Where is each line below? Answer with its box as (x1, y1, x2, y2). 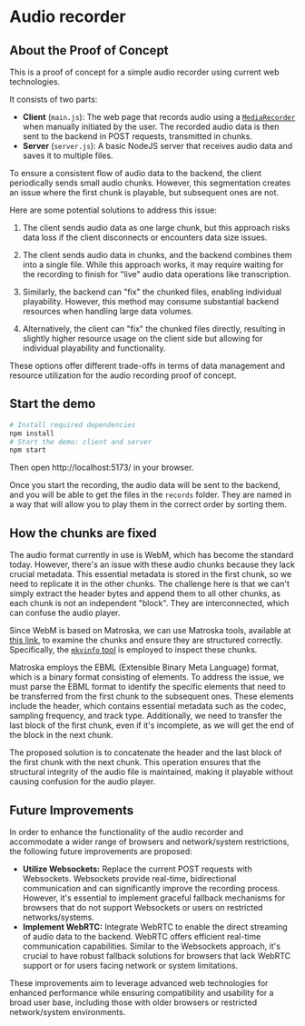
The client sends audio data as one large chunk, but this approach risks (22, 223, 290, 233)
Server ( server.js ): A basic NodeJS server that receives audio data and (22, 141, 293, 151)
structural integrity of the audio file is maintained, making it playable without (9, 766, 293, 778)
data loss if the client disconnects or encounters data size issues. (22, 232, 268, 243)
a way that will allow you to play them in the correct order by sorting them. (9, 499, 288, 510)
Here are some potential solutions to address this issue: (9, 204, 218, 215)
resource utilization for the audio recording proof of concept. (9, 370, 237, 381)
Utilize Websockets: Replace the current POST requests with (22, 863, 252, 874)
